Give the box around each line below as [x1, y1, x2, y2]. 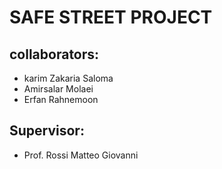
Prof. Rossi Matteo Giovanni [23, 149, 139, 161]
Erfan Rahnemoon [23, 94, 99, 105]
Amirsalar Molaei [23, 83, 94, 95]
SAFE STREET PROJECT [9, 6, 213, 29]
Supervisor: [9, 122, 85, 140]
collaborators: [9, 46, 100, 63]
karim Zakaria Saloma [23, 72, 114, 84]
